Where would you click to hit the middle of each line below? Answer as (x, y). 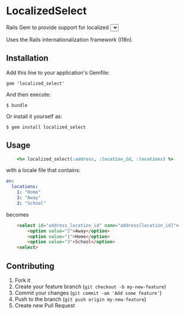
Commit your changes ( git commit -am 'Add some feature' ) (88, 293)
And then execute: (28, 94)
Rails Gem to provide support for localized (58, 27)
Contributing (30, 266)
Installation (27, 58)
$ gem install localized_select (46, 127)
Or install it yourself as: (34, 116)
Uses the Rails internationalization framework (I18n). (70, 39)
